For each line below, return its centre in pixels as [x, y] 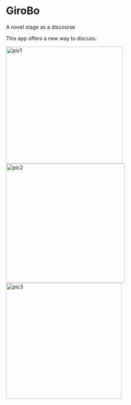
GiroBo [23, 11]
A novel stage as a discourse [41, 27]
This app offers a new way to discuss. [52, 38]
